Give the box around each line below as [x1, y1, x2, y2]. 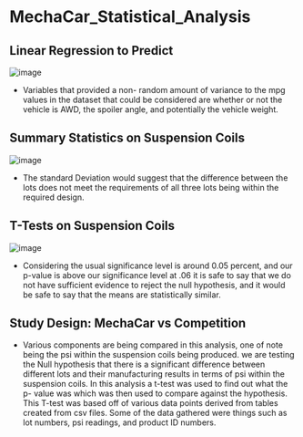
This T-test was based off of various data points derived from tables [22, 398, 279, 409]
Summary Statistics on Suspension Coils [9, 130, 246, 146]
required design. [22, 192, 85, 203]
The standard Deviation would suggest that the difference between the [22, 172, 288, 183]
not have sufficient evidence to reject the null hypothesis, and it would [22, 279, 286, 290]
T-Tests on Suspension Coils [9, 218, 176, 234]
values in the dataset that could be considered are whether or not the [22, 94, 283, 105]
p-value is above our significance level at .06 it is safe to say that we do [22, 269, 291, 280]
